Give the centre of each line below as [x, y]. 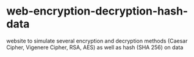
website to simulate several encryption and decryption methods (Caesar [97, 41]
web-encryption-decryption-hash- [97, 11]
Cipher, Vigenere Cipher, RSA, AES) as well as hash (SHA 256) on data [95, 47]
